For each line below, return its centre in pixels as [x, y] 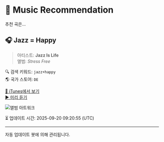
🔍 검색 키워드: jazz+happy [31, 71]
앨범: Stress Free [33, 61]
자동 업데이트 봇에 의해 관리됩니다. [38, 134]
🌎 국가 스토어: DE [22, 79]
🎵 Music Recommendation [59, 10]
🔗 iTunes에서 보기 [22, 91]
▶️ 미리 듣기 [16, 97]
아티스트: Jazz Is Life [38, 55]
